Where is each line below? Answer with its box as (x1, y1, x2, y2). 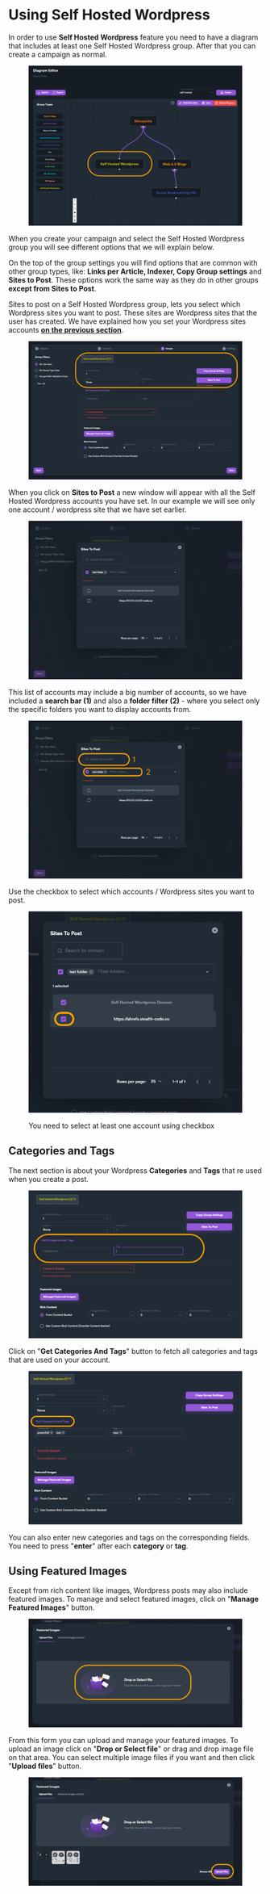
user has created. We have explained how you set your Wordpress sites (8, 316, 247, 326)
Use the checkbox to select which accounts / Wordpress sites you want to (8, 886, 255, 897)
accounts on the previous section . (8, 325, 124, 335)
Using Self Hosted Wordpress (8, 6, 211, 24)
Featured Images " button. (8, 1603, 95, 1612)
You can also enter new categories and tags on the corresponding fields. (8, 1532, 251, 1542)
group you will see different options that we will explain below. (8, 242, 215, 252)
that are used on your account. (8, 1355, 111, 1365)
